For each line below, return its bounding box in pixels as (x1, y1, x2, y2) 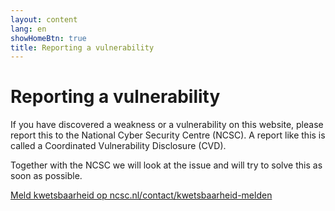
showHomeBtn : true (10, 33, 87, 43)
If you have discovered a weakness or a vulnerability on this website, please (10, 119, 324, 131)
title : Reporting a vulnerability (10, 42, 155, 53)
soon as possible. (10, 170, 83, 182)
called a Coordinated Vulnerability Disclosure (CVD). (10, 140, 227, 152)
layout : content (10, 14, 78, 25)
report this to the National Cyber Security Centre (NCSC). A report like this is (10, 129, 326, 141)
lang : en (10, 24, 47, 34)
